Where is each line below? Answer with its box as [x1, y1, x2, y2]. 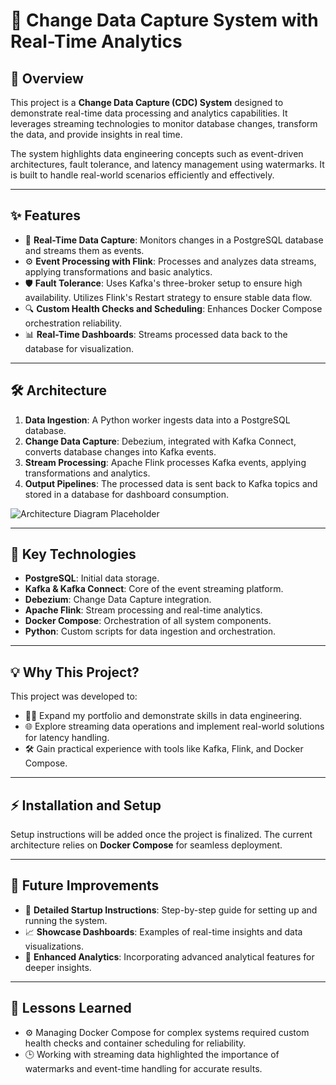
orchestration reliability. [24, 317, 123, 329]
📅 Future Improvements [10, 877, 160, 894]
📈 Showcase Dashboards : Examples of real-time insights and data [24, 925, 303, 938]
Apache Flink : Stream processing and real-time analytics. [24, 604, 263, 616]
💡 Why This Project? [10, 664, 140, 681]
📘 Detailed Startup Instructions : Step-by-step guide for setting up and [24, 904, 318, 916]
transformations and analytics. [24, 467, 151, 479]
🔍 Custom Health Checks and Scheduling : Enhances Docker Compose [24, 302, 323, 314]
